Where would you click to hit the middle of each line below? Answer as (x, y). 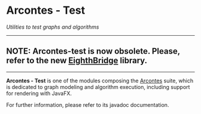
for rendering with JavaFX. (39, 93)
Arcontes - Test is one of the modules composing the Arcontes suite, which (100, 81)
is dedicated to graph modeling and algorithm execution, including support (98, 87)
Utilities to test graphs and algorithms (53, 27)
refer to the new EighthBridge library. (77, 61)
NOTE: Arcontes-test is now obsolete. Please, (93, 51)
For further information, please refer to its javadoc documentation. (88, 104)
